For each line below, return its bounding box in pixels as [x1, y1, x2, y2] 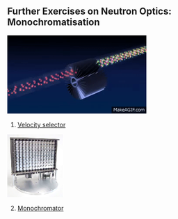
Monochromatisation [7, 17, 100, 29]
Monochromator [17, 204, 64, 212]
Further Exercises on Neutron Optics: [7, 6, 172, 17]
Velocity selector [17, 120, 66, 129]
